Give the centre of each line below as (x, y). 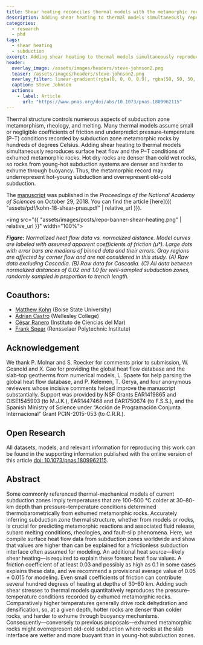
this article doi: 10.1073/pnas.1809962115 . (57, 461)
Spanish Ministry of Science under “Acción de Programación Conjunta (94, 407)
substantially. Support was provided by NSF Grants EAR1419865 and (91, 395)
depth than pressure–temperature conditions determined (85, 507)
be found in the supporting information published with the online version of (99, 454)
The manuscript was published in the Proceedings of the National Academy (101, 195)
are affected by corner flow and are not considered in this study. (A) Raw (98, 257)
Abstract (23, 479)
